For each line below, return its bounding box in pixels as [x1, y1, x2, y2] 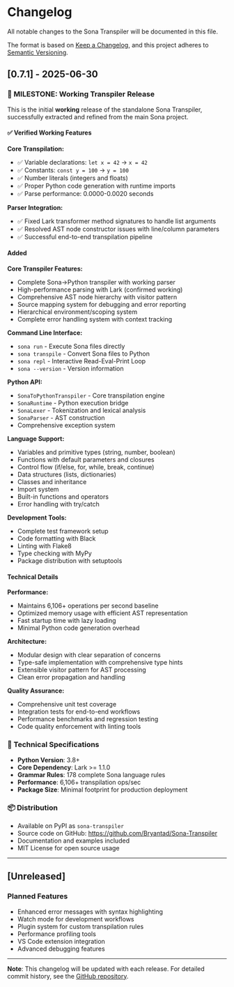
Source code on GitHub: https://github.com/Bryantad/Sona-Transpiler [17, 829, 218, 837]
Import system [17, 485, 59, 494]
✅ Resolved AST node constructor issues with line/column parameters [17, 225, 219, 233]
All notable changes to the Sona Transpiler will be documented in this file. [7, 27, 218, 36]
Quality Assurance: [7, 686, 65, 695]
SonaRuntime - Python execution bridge [17, 399, 129, 407]
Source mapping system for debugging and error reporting [17, 301, 187, 309]
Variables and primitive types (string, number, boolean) [17, 448, 175, 457]
